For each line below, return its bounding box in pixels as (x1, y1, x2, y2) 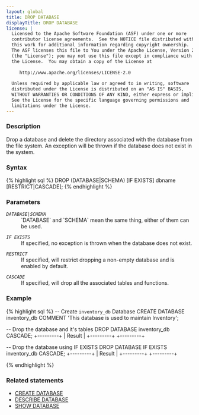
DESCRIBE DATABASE (14, 396, 69, 403)
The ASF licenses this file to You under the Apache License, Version (11, 48, 190, 54)
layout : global (6, 8, 44, 15)
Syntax (6, 163, 27, 171)
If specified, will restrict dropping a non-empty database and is (21, 256, 175, 263)
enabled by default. (21, 263, 69, 270)
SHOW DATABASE (14, 402, 60, 409)
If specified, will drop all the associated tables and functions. (21, 279, 169, 287)
